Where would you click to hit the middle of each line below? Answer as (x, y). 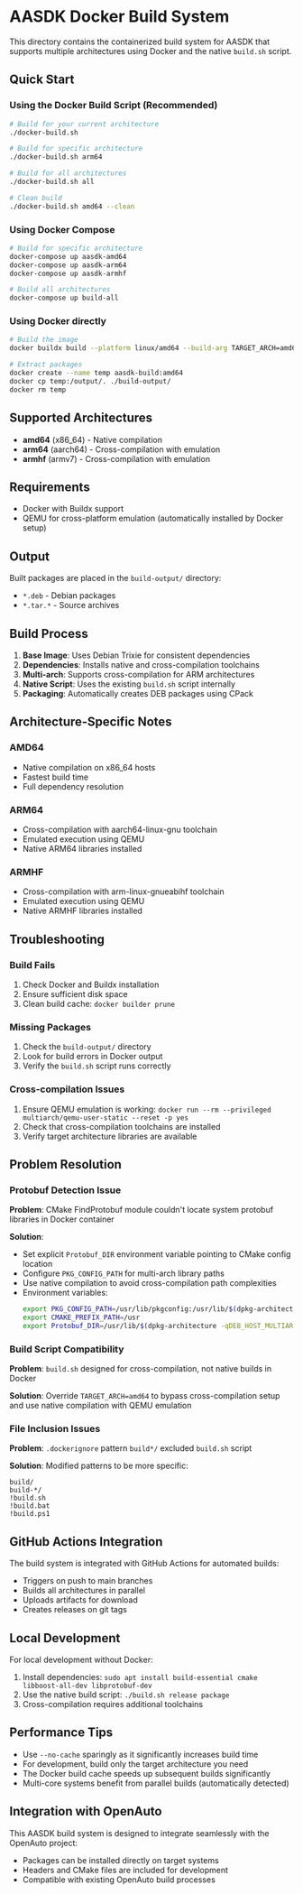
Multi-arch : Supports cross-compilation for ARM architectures (138, 674)
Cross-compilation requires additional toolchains (113, 1705)
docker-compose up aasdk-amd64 (68, 256)
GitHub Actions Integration (86, 1542)
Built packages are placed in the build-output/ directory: (115, 578)
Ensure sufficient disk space (75, 993)
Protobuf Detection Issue (65, 1190)
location (37, 1264)
